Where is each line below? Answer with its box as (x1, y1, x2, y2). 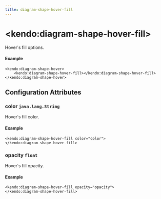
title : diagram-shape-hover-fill (5, 7, 73, 12)
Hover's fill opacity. (5, 162, 44, 169)
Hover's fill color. (5, 114, 39, 120)
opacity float (5, 152, 38, 158)
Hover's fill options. (5, 44, 44, 50)
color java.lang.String (5, 103, 60, 110)
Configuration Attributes (5, 88, 81, 97)
